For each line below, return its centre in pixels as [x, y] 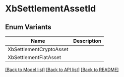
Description [87, 41]
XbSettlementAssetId [51, 9]
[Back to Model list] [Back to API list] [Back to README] [62, 70]
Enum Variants [28, 27]
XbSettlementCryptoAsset [38, 49]
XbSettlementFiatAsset [34, 57]
